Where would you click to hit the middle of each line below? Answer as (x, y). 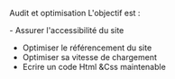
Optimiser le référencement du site (87, 48)
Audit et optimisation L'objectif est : (75, 13)
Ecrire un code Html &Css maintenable (94, 67)
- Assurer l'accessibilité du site (67, 30)
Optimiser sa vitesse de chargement (90, 57)
